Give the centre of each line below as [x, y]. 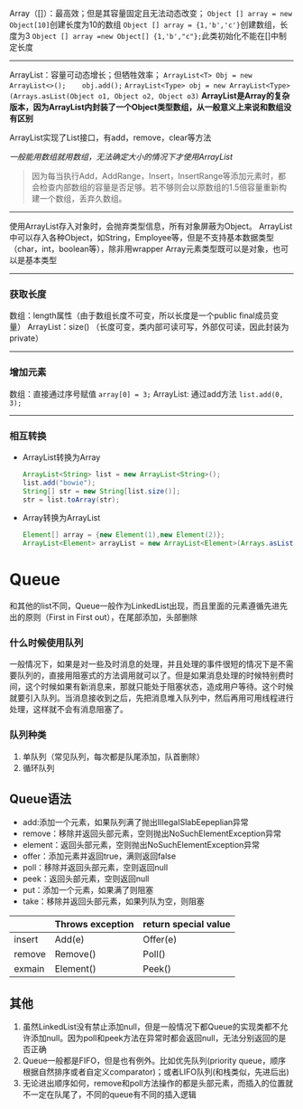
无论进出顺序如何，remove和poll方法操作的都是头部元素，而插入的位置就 [157, 1084]
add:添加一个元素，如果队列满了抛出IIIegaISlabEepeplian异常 [136, 822]
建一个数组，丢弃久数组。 [79, 198]
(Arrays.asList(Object [52, 97]
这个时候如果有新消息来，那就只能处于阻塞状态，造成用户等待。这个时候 [159, 687]
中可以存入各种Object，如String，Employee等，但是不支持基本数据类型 [142, 237]
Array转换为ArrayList [61, 518]
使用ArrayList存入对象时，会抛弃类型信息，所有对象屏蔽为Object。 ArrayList [151, 226]
